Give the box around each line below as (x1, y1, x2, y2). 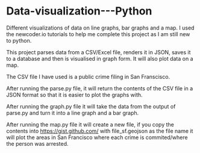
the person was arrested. (6, 140, 69, 147)
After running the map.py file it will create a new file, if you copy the (6, 120, 175, 128)
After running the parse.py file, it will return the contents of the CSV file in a (6, 84, 193, 92)
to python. (6, 37, 32, 44)
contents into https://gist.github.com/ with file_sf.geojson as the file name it (6, 127, 193, 134)
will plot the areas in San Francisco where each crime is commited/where (6, 134, 188, 141)
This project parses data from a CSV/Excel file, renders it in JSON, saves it (6, 48, 191, 55)
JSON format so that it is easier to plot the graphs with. (6, 91, 143, 98)
